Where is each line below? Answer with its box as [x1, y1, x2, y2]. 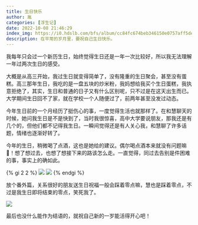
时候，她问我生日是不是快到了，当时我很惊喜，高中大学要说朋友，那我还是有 [6, 115, 192, 121]
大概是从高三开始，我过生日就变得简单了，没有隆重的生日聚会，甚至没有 [6, 73, 181, 80]
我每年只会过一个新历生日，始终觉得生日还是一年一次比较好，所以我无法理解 [6, 53, 192, 59]
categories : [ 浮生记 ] [6, 19, 57, 25]
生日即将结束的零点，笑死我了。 [21, 189, 99, 196]
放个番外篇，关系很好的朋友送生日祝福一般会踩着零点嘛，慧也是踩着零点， [6, 181, 187, 188]
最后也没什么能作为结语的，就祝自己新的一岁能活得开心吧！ [6, 213, 151, 219]
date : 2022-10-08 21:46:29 [6, 25, 72, 31]
